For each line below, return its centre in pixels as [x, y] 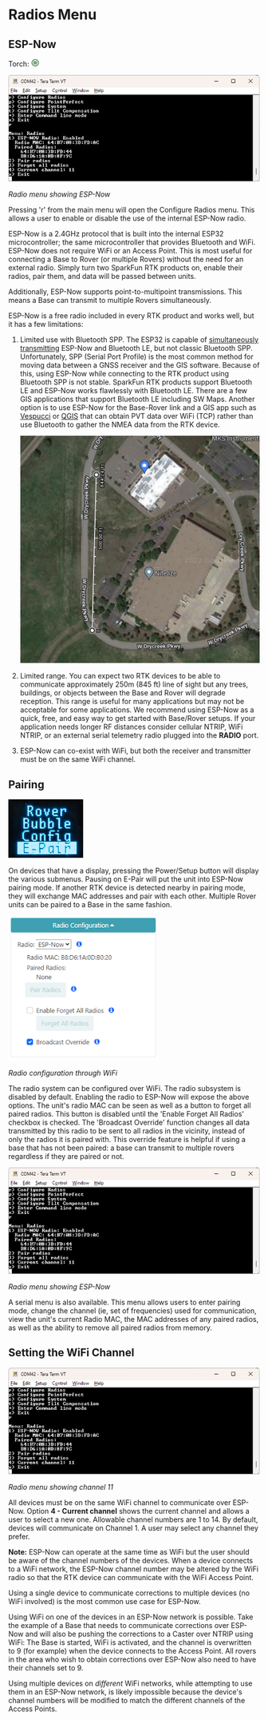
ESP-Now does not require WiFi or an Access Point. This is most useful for [130, 251]
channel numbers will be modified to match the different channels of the [127, 1700]
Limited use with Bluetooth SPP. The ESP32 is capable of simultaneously [139, 340]
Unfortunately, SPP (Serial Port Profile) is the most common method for [136, 356]
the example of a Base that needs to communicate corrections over [119, 1625]
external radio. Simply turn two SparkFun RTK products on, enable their [126, 268]
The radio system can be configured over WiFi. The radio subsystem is [125, 1088]
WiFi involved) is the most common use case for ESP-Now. [104, 1601]
